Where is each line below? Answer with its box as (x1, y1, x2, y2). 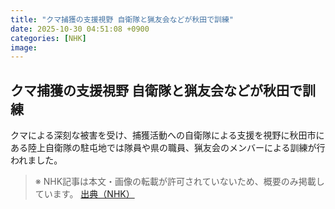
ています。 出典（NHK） (34, 188, 135, 200)
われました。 (10, 154, 63, 166)
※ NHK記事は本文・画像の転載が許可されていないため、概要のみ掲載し (34, 176, 325, 188)
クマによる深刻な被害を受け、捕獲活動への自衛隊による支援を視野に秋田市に (10, 129, 325, 141)
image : (10, 42, 38, 53)
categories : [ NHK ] (10, 33, 87, 43)
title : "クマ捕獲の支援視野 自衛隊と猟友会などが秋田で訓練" (10, 14, 234, 25)
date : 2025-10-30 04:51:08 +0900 (10, 24, 150, 34)
